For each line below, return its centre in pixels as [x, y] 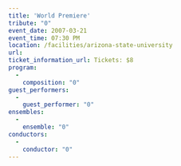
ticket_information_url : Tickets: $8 [71, 61]
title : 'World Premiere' [49, 16]
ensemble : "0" [46, 127]
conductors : [28, 134]
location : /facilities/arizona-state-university [90, 45]
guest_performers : [39, 90]
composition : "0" [51, 82]
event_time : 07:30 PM [44, 38]
